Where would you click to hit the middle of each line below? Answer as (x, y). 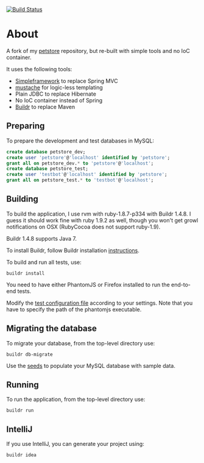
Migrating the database (52, 329)
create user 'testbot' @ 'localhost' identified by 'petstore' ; (87, 175)
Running (23, 385)
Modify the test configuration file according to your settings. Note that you (100, 303)
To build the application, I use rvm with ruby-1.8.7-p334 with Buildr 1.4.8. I (99, 214)
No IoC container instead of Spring (59, 100)
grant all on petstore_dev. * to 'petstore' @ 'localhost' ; (80, 163)
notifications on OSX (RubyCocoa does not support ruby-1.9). (83, 227)
